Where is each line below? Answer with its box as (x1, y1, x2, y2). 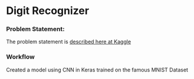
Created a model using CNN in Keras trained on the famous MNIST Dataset (6, 66, 189, 73)
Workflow (6, 53, 35, 61)
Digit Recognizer (6, 4, 90, 18)
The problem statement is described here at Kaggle (6, 38, 131, 45)
